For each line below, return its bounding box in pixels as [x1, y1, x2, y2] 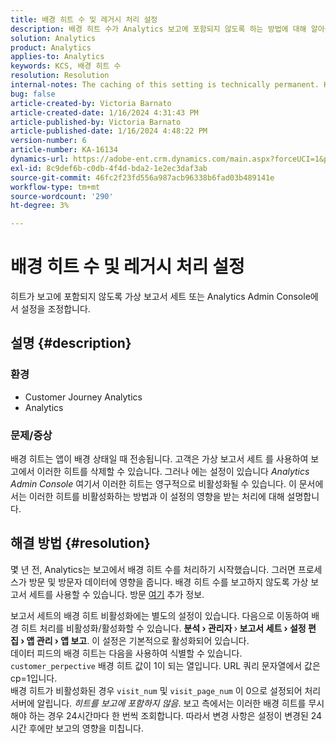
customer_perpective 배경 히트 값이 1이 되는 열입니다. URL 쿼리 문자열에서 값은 [10, 659, 321, 671]
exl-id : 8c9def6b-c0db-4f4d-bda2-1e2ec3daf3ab [10, 163, 208, 173]
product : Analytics [10, 42, 92, 53]
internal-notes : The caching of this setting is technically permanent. [10, 80, 320, 90]
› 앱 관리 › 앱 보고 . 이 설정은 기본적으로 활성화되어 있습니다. [20, 634, 250, 646]
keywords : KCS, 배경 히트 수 [10, 61, 122, 71]
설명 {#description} [10, 335, 132, 352]
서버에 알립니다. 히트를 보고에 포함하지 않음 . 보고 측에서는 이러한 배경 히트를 [10, 697, 307, 709]
